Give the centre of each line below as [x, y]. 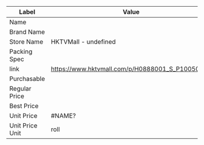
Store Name [26, 42]
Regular [20, 89]
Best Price [24, 106]
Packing [21, 52]
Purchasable [27, 79]
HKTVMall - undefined [83, 42]
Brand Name [27, 32]
